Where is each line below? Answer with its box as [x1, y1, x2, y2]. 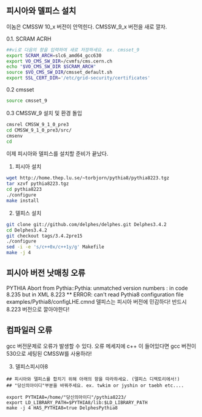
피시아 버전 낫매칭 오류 [6, 268, 86, 278]
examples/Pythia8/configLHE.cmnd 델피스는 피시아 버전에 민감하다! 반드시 [6, 298, 187, 305]
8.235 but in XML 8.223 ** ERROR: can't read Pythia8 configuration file [6, 290, 184, 298]
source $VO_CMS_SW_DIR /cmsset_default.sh [6, 69, 113, 76]
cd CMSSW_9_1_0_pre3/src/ [6, 127, 72, 133]
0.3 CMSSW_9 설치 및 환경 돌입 [6, 109, 82, 116]
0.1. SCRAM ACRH [6, 35, 52, 42]
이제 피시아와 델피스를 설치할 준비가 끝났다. [6, 150, 109, 158]
